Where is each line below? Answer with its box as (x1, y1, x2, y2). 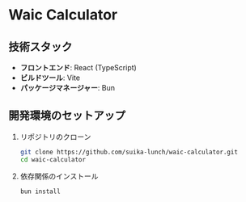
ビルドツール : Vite (19, 73, 81, 82)
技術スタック (8, 40, 73, 53)
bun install (19, 187, 61, 196)
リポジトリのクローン (19, 132, 91, 141)
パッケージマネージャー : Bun (19, 83, 116, 92)
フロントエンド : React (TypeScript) (19, 63, 138, 72)
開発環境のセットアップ (8, 109, 125, 123)
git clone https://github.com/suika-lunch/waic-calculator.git (19, 148, 239, 156)
